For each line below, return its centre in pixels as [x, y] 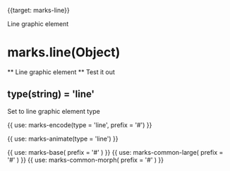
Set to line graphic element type [54, 111]
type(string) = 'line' [51, 94]
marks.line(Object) [64, 53]
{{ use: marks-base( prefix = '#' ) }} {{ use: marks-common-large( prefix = [115, 152]
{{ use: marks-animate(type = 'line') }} [63, 138]
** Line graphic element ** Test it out [61, 72]
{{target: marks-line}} [38, 10]
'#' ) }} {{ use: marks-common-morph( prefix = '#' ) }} [86, 160]
